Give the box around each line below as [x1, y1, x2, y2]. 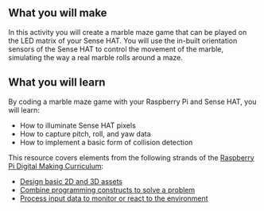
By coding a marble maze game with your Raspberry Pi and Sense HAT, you [8, 97, 257, 106]
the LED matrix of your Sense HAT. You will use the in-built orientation [8, 36, 238, 45]
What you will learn [8, 75, 106, 90]
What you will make [8, 6, 107, 20]
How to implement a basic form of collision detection [19, 137, 193, 147]
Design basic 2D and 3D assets [19, 176, 123, 186]
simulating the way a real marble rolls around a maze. [8, 52, 183, 62]
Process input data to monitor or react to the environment [19, 194, 208, 203]
